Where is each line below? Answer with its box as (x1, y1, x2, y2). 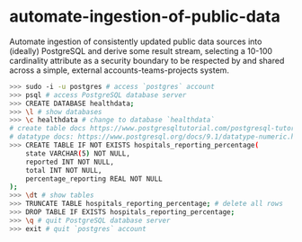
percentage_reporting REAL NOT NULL (25, 174, 164, 184)
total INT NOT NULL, (25, 166, 102, 175)
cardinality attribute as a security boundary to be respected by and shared (9, 55, 285, 66)
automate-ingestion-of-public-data (9, 6, 280, 27)
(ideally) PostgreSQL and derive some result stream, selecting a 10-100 (9, 45, 272, 56)
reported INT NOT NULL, (25, 157, 115, 166)
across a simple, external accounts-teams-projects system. (9, 65, 229, 76)
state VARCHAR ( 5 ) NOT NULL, (25, 148, 130, 158)
